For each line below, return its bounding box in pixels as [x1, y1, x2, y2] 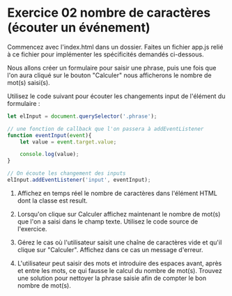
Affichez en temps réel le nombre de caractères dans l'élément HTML [17, 189, 217, 197]
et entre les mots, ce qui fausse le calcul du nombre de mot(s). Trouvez [17, 266, 222, 274]
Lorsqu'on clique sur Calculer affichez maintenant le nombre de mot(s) [17, 210, 221, 218]
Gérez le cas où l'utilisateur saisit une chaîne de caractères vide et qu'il [17, 238, 222, 247]
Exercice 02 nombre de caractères [7, 5, 211, 21]
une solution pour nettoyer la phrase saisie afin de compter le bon [17, 274, 207, 282]
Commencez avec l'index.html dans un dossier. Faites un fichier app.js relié [7, 42, 224, 51]
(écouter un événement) [7, 20, 151, 36]
